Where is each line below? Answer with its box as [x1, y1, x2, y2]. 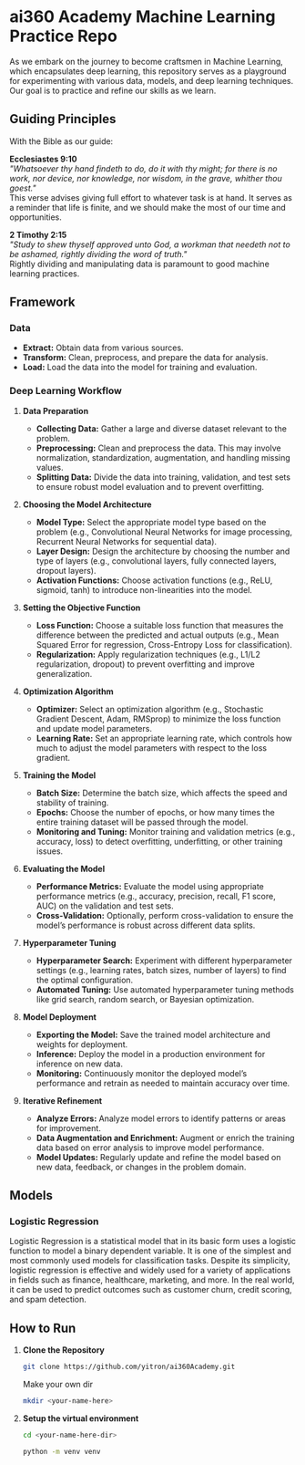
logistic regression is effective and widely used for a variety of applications [9, 1265, 291, 1276]
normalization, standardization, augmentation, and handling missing [36, 452, 291, 462]
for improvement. [36, 1122, 102, 1133]
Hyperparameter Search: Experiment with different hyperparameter [36, 955, 293, 966]
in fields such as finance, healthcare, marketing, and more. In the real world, [9, 1274, 295, 1285]
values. [36, 462, 64, 473]
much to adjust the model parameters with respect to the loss [36, 742, 267, 753]
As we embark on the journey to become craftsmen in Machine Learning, [9, 56, 284, 67]
